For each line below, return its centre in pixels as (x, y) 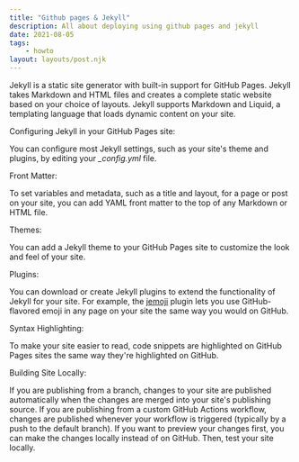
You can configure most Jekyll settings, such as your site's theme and (139, 149)
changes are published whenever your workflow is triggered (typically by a (148, 419)
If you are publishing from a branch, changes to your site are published (141, 390)
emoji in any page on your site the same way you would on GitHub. (165, 311)
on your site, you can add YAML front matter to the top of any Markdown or (149, 203)
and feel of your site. (48, 257)
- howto (40, 51)
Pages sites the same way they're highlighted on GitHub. (114, 355)
